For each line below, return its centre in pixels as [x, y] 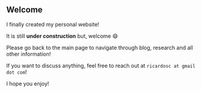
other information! [29, 54]
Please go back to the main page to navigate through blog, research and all [100, 47]
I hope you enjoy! [28, 83]
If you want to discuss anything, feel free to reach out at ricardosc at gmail [101, 65]
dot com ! [17, 72]
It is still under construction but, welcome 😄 [62, 36]
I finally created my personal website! [53, 24]
